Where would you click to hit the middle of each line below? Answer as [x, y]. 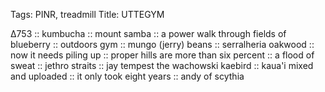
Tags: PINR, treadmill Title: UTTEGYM [87, 14]
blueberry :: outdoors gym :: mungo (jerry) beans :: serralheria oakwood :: [162, 44]
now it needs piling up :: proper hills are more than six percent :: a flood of [162, 55]
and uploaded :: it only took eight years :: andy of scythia [127, 76]
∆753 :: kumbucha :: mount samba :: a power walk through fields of [148, 33]
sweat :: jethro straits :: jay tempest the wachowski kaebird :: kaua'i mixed [162, 65]
